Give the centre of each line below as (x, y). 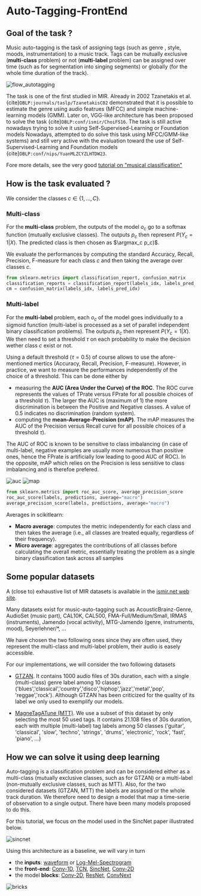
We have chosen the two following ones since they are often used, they (94, 640)
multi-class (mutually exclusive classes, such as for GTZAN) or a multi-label (100, 778)
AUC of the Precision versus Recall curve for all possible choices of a (100, 426)
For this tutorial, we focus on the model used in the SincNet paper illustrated (100, 821)
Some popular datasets (51, 577)
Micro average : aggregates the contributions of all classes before (96, 545)
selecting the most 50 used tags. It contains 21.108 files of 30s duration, (103, 719)
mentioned (19, 364)
